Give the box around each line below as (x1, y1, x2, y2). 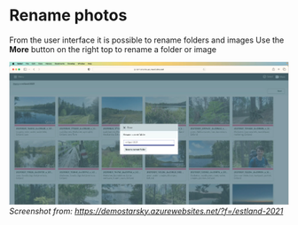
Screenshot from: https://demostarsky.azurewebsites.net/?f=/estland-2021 (9, 206, 284, 216)
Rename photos (9, 5, 128, 26)
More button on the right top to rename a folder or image (9, 43, 217, 54)
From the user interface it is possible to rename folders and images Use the (9, 35, 285, 45)
